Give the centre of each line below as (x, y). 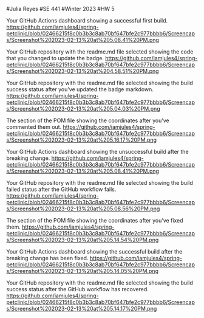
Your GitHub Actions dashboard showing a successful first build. (87, 20)
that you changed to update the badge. (55, 58)
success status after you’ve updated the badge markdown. (80, 89)
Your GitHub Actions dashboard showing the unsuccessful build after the (98, 152)
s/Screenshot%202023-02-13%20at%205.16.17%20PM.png (81, 140)
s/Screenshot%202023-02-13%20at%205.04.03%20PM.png (83, 109)
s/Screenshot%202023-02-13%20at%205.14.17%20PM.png (82, 309)
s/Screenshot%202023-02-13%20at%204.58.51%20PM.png (83, 71)
